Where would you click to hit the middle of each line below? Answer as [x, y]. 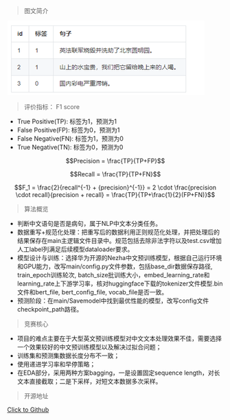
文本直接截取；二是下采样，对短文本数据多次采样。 [89, 381]
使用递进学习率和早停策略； [56, 364]
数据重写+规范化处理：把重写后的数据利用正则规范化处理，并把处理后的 [118, 232]
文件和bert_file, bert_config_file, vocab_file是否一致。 [92, 292]
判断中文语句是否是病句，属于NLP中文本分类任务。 [89, 223]
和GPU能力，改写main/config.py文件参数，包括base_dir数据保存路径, [115, 266]
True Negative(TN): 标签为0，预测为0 [70, 147]
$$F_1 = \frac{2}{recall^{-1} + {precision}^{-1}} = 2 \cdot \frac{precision [115, 187]
